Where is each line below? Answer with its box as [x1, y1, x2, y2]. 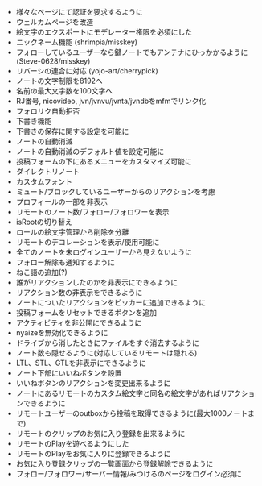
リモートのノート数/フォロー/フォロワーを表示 [15, 207, 170, 216]
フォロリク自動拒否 [15, 106, 80, 115]
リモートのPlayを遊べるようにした [15, 438, 129, 448]
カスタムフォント [15, 177, 72, 186]
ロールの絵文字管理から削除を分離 [15, 227, 129, 236]
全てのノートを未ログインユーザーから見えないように [15, 247, 193, 256]
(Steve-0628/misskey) [15, 56, 91, 66]
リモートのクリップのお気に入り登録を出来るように [15, 429, 186, 438]
